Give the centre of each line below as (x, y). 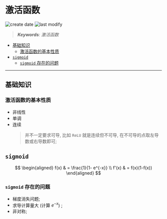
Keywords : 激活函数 (38, 34)
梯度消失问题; (26, 199)
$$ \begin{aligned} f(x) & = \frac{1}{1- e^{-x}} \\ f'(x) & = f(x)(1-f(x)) (83, 168)
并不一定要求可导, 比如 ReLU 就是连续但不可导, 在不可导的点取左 (90, 135)
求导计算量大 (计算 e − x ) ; (38, 205)
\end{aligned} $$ (83, 173)
